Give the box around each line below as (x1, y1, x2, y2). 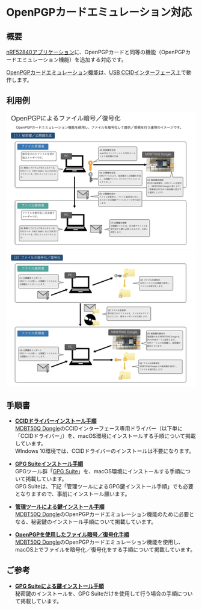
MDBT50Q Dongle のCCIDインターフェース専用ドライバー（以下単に (14, 425, 183, 432)
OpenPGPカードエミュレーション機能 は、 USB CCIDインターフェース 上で (6, 69, 186, 76)
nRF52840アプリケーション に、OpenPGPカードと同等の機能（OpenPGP (6, 49, 186, 55)
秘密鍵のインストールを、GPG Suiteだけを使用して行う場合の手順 (14, 590, 177, 597)
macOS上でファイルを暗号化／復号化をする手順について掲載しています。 (14, 546, 196, 553)
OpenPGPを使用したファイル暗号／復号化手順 (14, 531, 130, 538)
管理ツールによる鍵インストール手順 (14, 503, 105, 511)
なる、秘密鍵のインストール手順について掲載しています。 (14, 518, 157, 526)
